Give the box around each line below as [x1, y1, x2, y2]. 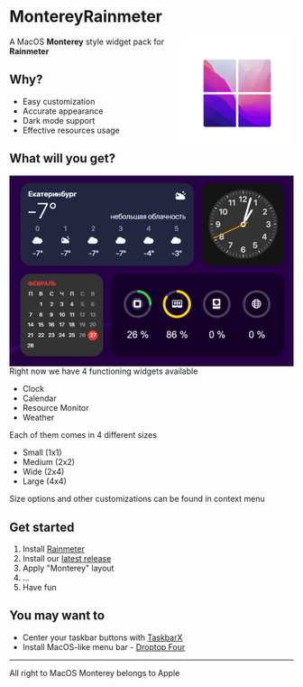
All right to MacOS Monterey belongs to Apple [9, 667, 180, 678]
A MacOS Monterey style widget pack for [9, 36, 165, 47]
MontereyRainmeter [9, 6, 162, 27]
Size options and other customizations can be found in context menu [9, 494, 265, 505]
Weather [22, 413, 55, 423]
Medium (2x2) [22, 457, 75, 468]
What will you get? [9, 151, 116, 166]
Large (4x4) [22, 476, 68, 487]
